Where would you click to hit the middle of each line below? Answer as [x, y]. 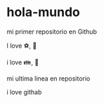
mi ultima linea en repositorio [48, 78]
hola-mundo [43, 12]
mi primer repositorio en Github [52, 32]
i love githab [24, 92]
